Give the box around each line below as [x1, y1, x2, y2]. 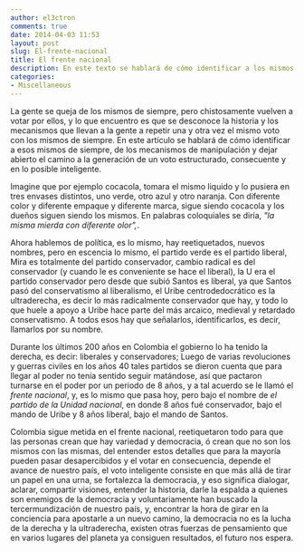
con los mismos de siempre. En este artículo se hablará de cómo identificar [10, 134, 290, 145]
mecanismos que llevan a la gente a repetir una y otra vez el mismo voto [10, 124, 280, 136]
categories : [10, 73, 55, 82]
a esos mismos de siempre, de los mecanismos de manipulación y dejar [10, 144, 279, 155]
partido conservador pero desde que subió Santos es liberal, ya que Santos [10, 276, 292, 286]
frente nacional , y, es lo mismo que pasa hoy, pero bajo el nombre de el [10, 389, 278, 400]
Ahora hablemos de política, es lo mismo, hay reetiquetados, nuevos [10, 237, 265, 247]
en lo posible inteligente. [10, 163, 102, 174]
